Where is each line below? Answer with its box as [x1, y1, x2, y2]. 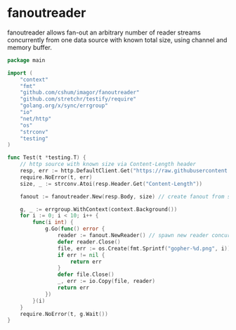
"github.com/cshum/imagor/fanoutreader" [20, 89, 140, 96]
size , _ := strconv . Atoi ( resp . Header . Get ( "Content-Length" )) [20, 180, 202, 187]
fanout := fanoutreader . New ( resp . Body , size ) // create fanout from [20, 193, 225, 200]
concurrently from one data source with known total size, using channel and [7, 35, 228, 44]
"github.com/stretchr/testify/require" [20, 96, 137, 103]
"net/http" [20, 115, 52, 122]
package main [7, 56, 46, 64]
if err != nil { [57, 251, 105, 258]
